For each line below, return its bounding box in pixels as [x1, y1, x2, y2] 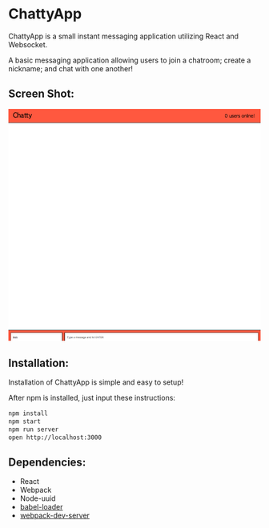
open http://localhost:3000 [8, 433, 102, 441]
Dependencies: [8, 455, 86, 469]
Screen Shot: [8, 87, 74, 101]
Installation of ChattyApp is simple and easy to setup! [8, 377, 184, 387]
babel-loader [19, 502, 63, 512]
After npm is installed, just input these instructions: [8, 393, 176, 403]
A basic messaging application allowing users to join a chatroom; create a [8, 55, 251, 65]
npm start [8, 417, 42, 425]
